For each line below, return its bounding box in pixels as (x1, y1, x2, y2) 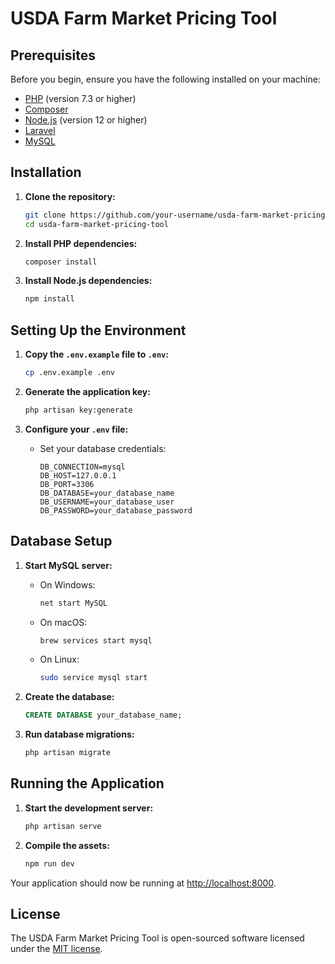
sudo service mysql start (39, 673, 148, 683)
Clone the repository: (24, 190, 116, 202)
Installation (10, 164, 82, 181)
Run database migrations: (24, 728, 135, 741)
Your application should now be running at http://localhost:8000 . (10, 877, 277, 889)
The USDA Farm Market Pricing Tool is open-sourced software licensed (10, 932, 305, 944)
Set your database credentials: (39, 442, 167, 454)
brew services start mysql (39, 635, 153, 646)
